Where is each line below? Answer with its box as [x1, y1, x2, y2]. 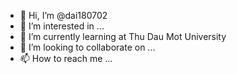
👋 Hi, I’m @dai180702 [19, 10, 108, 21]
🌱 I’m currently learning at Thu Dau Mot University [19, 31, 227, 42]
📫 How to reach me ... [19, 53, 113, 64]
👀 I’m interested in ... [19, 20, 105, 32]
